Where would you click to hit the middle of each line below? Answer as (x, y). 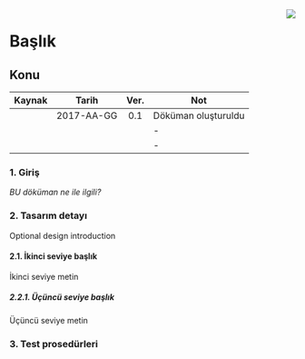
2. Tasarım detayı (49, 215)
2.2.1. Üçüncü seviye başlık (62, 297)
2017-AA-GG (87, 115)
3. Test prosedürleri (54, 344)
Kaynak (31, 100)
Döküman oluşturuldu (199, 115)
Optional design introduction (63, 235)
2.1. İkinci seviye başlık (54, 256)
